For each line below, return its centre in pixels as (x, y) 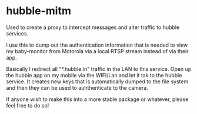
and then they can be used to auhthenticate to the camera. (77, 87)
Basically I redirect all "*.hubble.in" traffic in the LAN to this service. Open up (99, 69)
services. (17, 33)
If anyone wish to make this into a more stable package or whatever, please (97, 99)
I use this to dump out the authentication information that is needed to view (97, 45)
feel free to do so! (28, 105)
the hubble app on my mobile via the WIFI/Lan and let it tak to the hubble (94, 75)
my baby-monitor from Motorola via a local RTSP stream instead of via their (97, 51)
